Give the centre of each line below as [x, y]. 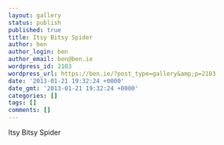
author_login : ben [38, 52]
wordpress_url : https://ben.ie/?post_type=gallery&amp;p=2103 [112, 74]
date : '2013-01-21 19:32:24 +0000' [66, 81]
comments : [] [29, 111]
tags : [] [22, 103]
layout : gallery [35, 15]
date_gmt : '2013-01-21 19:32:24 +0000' [73, 88]
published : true [35, 30]
